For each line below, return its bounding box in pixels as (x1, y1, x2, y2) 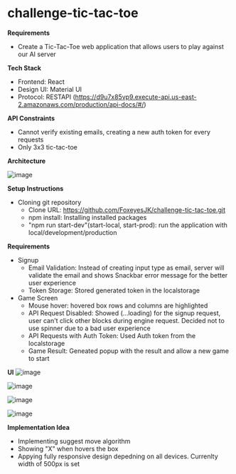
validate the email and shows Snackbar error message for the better (28, 270, 228, 279)
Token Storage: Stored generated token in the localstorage (28, 286, 200, 295)
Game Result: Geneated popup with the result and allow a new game (28, 347, 230, 355)
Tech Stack (7, 63, 41, 72)
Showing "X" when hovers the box (17, 444, 119, 453)
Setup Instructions (7, 184, 64, 193)
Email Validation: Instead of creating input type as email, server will (28, 263, 225, 272)
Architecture (7, 157, 46, 165)
